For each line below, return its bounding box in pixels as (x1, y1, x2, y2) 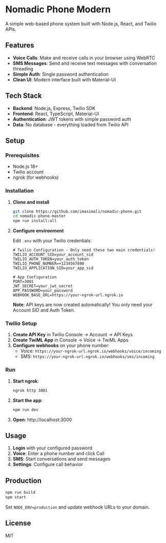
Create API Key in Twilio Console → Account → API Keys (12, 332, 133, 338)
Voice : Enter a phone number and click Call (12, 450, 105, 457)
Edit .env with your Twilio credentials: (12, 238, 92, 244)
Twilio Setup (5, 320, 37, 327)
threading (12, 65, 33, 71)
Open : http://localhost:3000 (12, 417, 72, 423)
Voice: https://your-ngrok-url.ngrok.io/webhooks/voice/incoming (20, 348, 161, 354)
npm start (5, 495, 27, 500)
